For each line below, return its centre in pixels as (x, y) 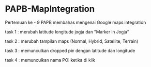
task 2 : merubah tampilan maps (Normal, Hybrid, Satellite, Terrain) (72, 41)
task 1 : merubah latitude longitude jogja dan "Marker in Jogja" (67, 32)
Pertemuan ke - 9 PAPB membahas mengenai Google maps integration (75, 22)
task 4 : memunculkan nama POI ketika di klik (50, 60)
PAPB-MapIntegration (50, 9)
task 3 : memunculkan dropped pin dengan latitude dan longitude (70, 50)
